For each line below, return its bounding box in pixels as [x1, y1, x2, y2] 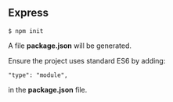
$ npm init [8, 27, 44, 35]
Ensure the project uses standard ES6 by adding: [8, 56, 166, 65]
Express [8, 6, 49, 20]
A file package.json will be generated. [8, 41, 132, 50]
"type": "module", [8, 71, 68, 79]
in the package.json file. [8, 85, 88, 94]
